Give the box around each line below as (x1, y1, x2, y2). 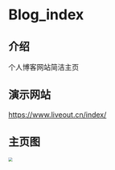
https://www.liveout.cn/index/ (8, 110, 107, 119)
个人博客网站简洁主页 (8, 63, 79, 71)
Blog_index (8, 6, 84, 24)
